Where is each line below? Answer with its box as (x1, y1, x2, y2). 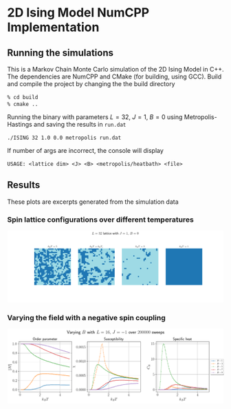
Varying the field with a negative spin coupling (7, 313, 166, 322)
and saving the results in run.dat (33, 120, 126, 128)
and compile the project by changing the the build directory (7, 80, 175, 87)
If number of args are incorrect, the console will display (7, 147, 164, 154)
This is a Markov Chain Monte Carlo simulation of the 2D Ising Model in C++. (7, 65, 224, 73)
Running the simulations (7, 47, 113, 59)
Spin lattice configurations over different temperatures (7, 215, 194, 224)
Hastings (7, 120, 32, 128)
